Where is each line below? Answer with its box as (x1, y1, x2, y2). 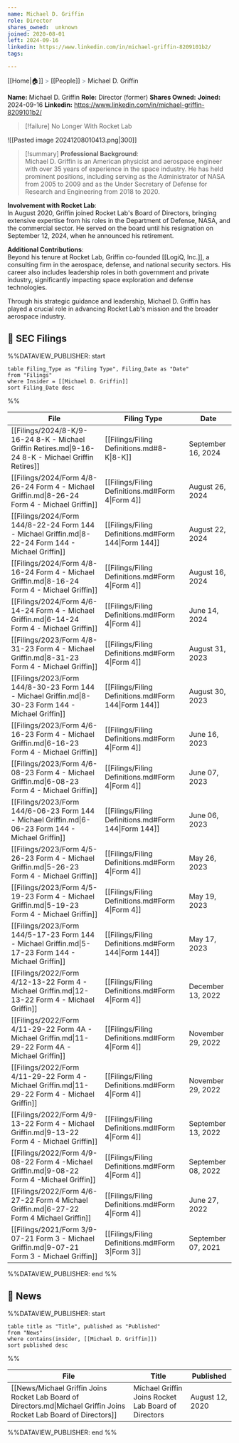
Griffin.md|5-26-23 (11, 862, 80, 872)
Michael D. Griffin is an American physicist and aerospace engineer (24, 157, 223, 165)
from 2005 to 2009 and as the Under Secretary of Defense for (24, 180, 208, 188)
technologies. (7, 283, 48, 291)
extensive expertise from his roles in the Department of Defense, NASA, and (7, 216, 231, 224)
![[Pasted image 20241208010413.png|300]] (7, 135, 137, 144)
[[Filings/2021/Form (11, 1224, 80, 1234)
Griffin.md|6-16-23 (11, 738, 80, 748)
